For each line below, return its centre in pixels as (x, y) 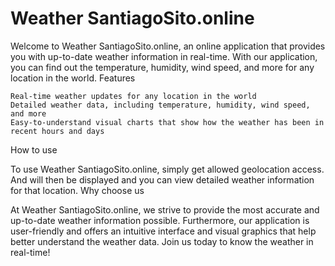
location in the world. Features (73, 78)
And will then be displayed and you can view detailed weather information (162, 179)
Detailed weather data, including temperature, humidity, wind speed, (160, 105)
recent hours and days (57, 131)
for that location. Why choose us (77, 190)
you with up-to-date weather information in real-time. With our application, (164, 56)
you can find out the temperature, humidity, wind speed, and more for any (162, 67)
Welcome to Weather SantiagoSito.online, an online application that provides (168, 46)
